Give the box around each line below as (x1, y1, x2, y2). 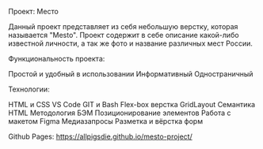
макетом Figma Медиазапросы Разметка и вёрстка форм (8, 117, 204, 125)
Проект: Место (8, 7, 59, 16)
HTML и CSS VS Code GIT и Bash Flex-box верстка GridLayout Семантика (8, 100, 256, 109)
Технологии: (8, 84, 50, 94)
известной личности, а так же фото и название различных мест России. (8, 39, 253, 48)
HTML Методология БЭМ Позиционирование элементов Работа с (8, 108, 231, 117)
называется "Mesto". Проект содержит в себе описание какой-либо (8, 31, 239, 39)
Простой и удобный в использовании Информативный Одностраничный (8, 69, 253, 78)
